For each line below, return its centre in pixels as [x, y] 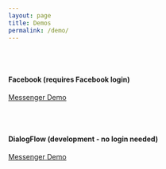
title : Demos [30, 23]
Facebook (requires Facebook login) [69, 79]
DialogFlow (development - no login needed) [83, 139]
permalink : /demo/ [39, 30]
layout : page [30, 15]
